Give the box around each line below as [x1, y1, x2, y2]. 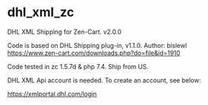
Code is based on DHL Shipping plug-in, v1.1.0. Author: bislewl [7, 41, 188, 49]
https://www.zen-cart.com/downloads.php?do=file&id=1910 [7, 49, 181, 57]
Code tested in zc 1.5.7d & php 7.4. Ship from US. [7, 62, 149, 70]
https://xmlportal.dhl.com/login [7, 89, 97, 98]
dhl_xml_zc [7, 4, 74, 20]
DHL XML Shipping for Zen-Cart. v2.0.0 [7, 27, 122, 36]
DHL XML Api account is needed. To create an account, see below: [7, 75, 202, 85]
